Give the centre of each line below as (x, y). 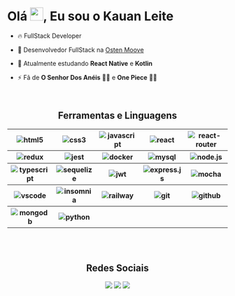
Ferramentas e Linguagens (117, 116)
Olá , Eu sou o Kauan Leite (90, 16)
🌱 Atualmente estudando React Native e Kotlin (85, 63)
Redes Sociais (117, 268)
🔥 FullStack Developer (49, 36)
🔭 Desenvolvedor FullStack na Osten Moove (81, 50)
